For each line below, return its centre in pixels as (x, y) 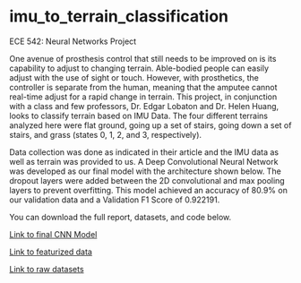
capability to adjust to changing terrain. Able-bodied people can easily (139, 68)
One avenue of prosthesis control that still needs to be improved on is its (143, 58)
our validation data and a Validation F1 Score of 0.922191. (115, 200)
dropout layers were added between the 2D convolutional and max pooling (147, 180)
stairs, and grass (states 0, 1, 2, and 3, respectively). (106, 134)
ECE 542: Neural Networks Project (73, 41)
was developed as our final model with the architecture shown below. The (146, 171)
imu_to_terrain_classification (119, 17)
